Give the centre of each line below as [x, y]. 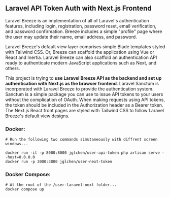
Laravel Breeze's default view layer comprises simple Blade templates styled [85, 46]
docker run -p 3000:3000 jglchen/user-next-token [59, 162]
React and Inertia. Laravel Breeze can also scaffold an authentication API [81, 57]
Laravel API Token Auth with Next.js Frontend [79, 8]
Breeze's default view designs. [37, 116]
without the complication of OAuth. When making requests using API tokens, [85, 100]
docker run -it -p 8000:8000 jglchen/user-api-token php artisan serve [82, 153]
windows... [17, 144]
